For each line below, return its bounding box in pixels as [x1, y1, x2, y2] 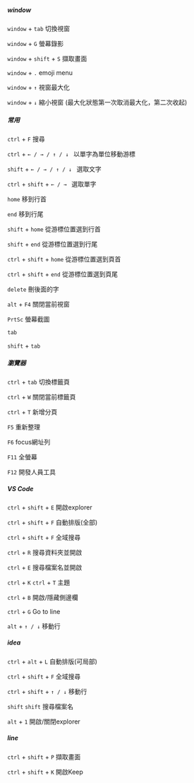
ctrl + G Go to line [7, 607, 61, 616]
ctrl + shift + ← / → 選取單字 [7, 179, 97, 188]
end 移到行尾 [7, 209, 44, 218]
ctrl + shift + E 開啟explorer [7, 502, 93, 512]
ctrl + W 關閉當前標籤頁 [7, 392, 76, 401]
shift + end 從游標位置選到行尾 [7, 240, 98, 248]
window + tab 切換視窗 [7, 24, 71, 33]
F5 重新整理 [7, 423, 41, 431]
